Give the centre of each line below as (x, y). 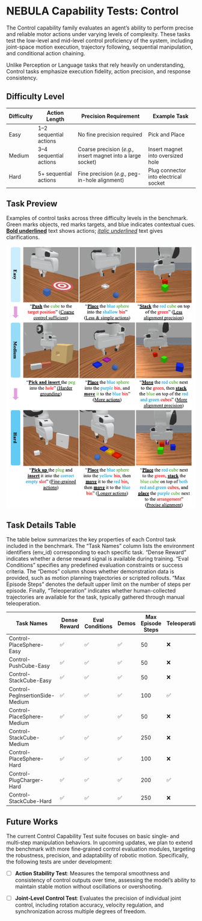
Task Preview (32, 204)
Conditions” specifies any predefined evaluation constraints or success (95, 565)
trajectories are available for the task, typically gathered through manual (96, 597)
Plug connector (167, 170)
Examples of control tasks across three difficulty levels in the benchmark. (97, 218)
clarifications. (23, 237)
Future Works (32, 821)
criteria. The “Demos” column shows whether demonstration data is (90, 571)
